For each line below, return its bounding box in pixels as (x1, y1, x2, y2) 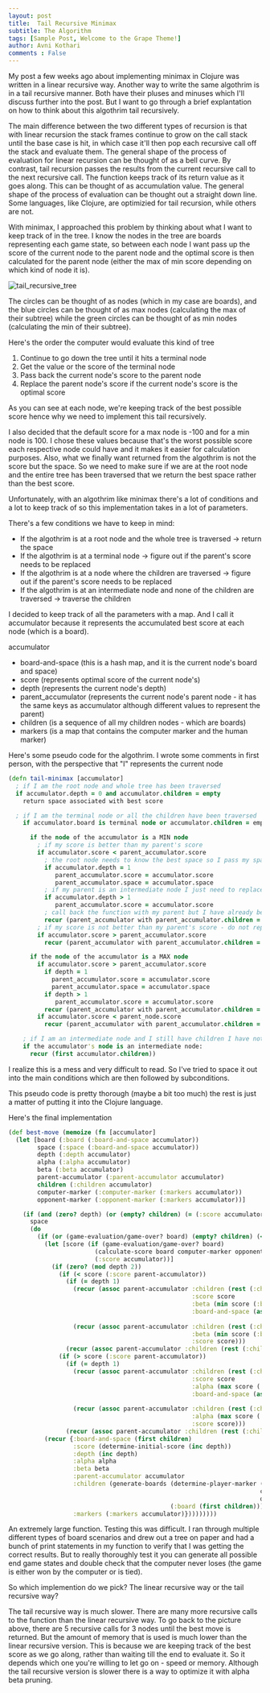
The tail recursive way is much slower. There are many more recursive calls (8, 1607, 258, 1616)
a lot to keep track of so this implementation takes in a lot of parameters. (8, 503, 248, 512)
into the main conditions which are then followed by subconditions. (8, 1073, 231, 1082)
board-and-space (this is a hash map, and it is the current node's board (19, 658, 257, 667)
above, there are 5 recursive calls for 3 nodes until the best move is (8, 1624, 231, 1633)
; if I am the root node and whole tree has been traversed (15, 782, 221, 790)
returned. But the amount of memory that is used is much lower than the (8, 1633, 247, 1642)
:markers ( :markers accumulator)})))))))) (72, 1509, 218, 1518)
